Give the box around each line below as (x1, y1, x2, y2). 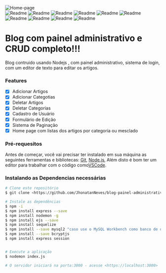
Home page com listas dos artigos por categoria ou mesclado (12, 127, 138, 133)
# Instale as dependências (5, 199, 61, 205)
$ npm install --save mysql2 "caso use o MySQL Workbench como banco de (5, 227, 158, 232)
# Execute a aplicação (5, 249, 52, 254)
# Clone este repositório (5, 186, 58, 191)
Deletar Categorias (12, 105, 51, 111)
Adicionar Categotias (12, 94, 55, 100)
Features (5, 77, 27, 84)
